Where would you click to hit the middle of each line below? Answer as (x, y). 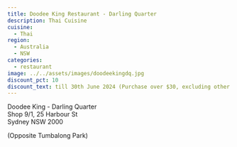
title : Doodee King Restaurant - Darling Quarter (82, 14)
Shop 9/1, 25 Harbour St (43, 114)
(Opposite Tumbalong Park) (48, 136)
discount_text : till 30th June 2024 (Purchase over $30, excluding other (119, 87)
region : (19, 40)
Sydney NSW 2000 (35, 122)
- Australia (32, 47)
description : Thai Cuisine (47, 21)
